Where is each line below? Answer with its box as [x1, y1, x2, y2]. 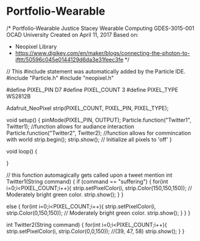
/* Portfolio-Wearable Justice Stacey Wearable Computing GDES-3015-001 [6, 24, 195, 32]
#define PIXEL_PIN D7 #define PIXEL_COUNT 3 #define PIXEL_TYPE [6, 86, 179, 93]
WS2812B [6, 92, 31, 100]
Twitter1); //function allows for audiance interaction [6, 122, 135, 130]
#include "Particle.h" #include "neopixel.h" [6, 74, 114, 81]
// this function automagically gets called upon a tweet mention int [6, 171, 173, 179]
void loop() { [6, 147, 38, 155]
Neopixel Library [15, 43, 57, 50]
